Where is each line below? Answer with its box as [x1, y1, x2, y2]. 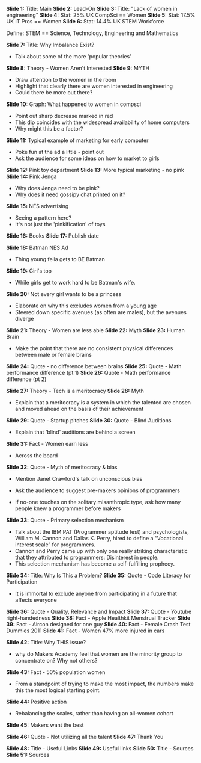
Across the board [14, 452, 58, 459]
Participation [6, 578, 38, 585]
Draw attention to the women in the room [14, 76, 116, 83]
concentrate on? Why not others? [14, 657, 98, 664]
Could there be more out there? [14, 89, 93, 96]
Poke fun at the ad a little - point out [14, 149, 104, 155]
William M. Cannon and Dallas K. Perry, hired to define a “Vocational [14, 535, 184, 542]
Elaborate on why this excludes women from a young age [14, 302, 157, 309]
